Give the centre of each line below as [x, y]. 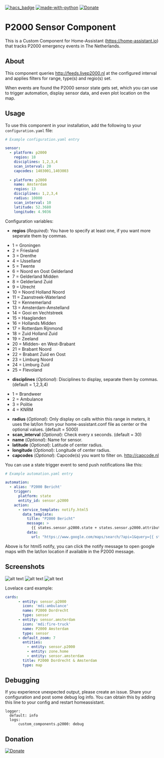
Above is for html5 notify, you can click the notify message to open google [80, 546]
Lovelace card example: [29, 588]
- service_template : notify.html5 [53, 510]
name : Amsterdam [31, 185]
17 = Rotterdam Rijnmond [37, 328]
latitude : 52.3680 [32, 207]
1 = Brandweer [27, 394]
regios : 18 [25, 157]
